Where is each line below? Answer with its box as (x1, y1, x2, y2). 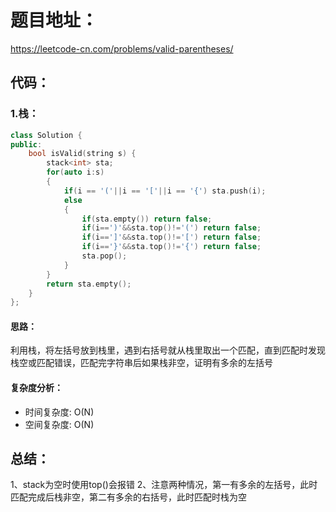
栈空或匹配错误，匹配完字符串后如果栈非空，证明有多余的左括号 (10, 357, 273, 369)
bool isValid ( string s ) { (28, 149, 137, 159)
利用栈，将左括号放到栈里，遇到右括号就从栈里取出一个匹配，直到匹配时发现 (10, 344, 326, 356)
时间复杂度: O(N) (24, 406, 95, 418)
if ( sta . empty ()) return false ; (81, 214, 213, 224)
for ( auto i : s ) (46, 167, 105, 178)
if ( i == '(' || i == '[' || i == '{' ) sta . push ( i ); (63, 186, 267, 196)
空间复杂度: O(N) (24, 418, 95, 430)
